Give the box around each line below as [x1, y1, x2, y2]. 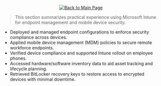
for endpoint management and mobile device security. [14, 20, 126, 25]
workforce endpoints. [9, 45, 54, 50]
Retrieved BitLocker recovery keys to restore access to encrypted [9, 71, 145, 77]
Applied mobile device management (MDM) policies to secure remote [9, 40, 153, 45]
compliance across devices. [9, 35, 68, 40]
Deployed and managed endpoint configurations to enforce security [9, 29, 149, 35]
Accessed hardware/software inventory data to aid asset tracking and [9, 61, 153, 66]
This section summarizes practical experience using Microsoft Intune [14, 14, 157, 20]
